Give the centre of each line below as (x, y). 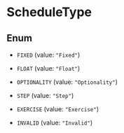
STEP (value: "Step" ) (45, 96)
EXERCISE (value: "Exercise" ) (58, 109)
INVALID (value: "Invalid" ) (54, 122)
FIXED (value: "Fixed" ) (48, 55)
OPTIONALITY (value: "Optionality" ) (67, 82)
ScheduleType (49, 12)
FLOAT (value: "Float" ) (48, 68)
